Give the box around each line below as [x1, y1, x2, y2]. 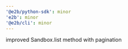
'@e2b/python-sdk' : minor [5, 8, 71, 15]
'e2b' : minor [5, 14, 39, 20]
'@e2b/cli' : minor [5, 20, 52, 26]
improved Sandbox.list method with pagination [5, 36, 122, 44]
